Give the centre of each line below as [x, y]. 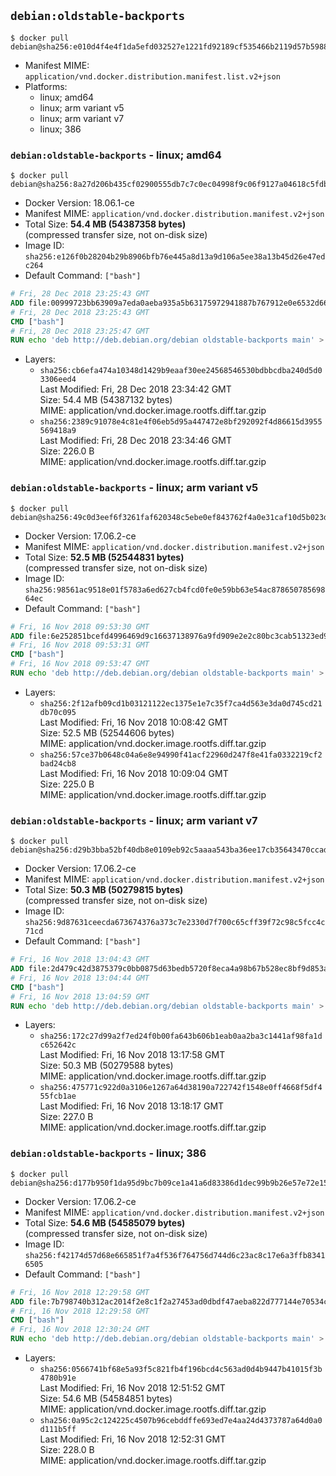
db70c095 [58, 712]
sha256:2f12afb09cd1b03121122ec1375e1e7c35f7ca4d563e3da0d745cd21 [181, 703]
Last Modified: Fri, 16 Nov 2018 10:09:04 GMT [134, 773]
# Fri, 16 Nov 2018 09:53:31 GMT [80, 645]
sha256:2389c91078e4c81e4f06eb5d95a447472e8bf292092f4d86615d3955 [181, 422]
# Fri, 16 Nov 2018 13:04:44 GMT [80, 978]
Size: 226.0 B [67, 451]
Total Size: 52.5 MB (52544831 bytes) [104, 557]
